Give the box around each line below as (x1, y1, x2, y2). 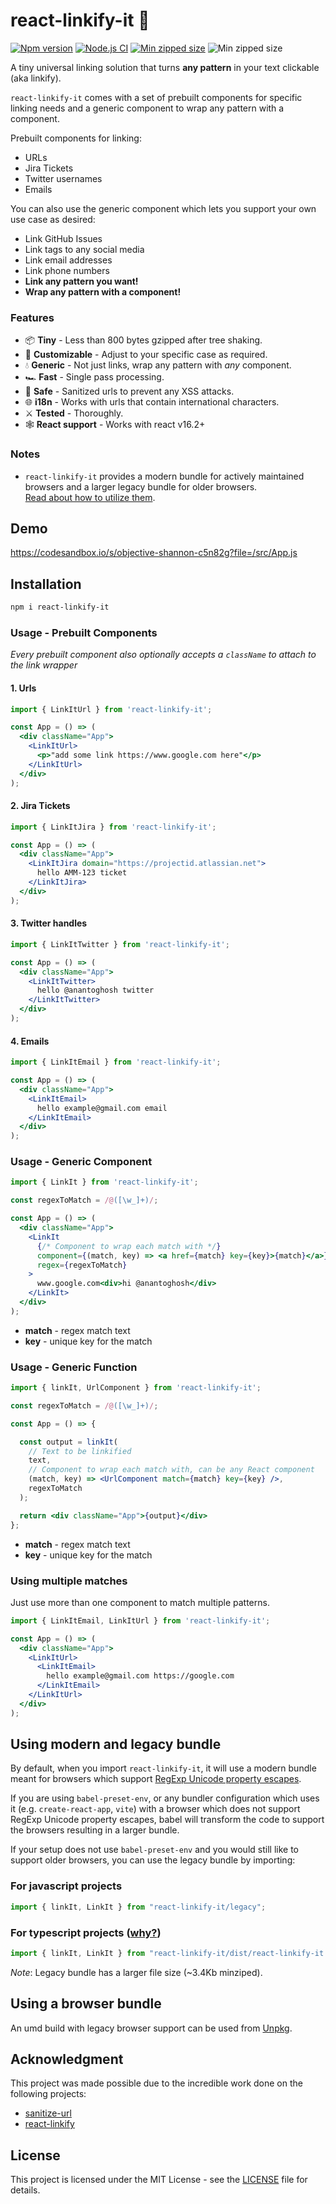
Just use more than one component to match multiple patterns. (10, 1596, 270, 1608)
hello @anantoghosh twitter (36, 985, 155, 996)
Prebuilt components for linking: (10, 132, 142, 144)
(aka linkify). (10, 72, 62, 84)
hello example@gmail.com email (36, 1103, 168, 1113)
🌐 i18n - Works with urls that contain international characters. (24, 396, 280, 408)
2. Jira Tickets (10, 800, 71, 812)
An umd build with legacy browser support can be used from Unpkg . (10, 2022, 293, 2034)
